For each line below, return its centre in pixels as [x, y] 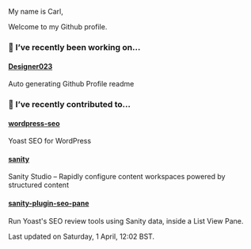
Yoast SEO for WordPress [50, 141]
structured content [39, 185]
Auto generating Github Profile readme [71, 84]
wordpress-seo [34, 123]
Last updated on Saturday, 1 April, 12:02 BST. [82, 236]
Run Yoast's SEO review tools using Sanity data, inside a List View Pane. [126, 220]
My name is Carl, [36, 11]
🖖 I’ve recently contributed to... [69, 105]
